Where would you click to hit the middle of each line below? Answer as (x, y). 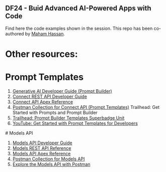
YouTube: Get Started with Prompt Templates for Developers (75, 123)
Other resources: (41, 54)
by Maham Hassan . (45, 34)
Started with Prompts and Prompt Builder (55, 112)
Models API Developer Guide (42, 143)
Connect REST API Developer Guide (50, 96)
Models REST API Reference (42, 148)
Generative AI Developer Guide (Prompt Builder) (62, 91)
